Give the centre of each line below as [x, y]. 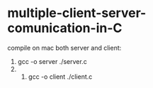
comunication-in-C [65, 28]
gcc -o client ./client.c [60, 77]
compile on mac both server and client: [64, 48]
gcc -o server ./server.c [52, 61]
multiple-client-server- [77, 13]
